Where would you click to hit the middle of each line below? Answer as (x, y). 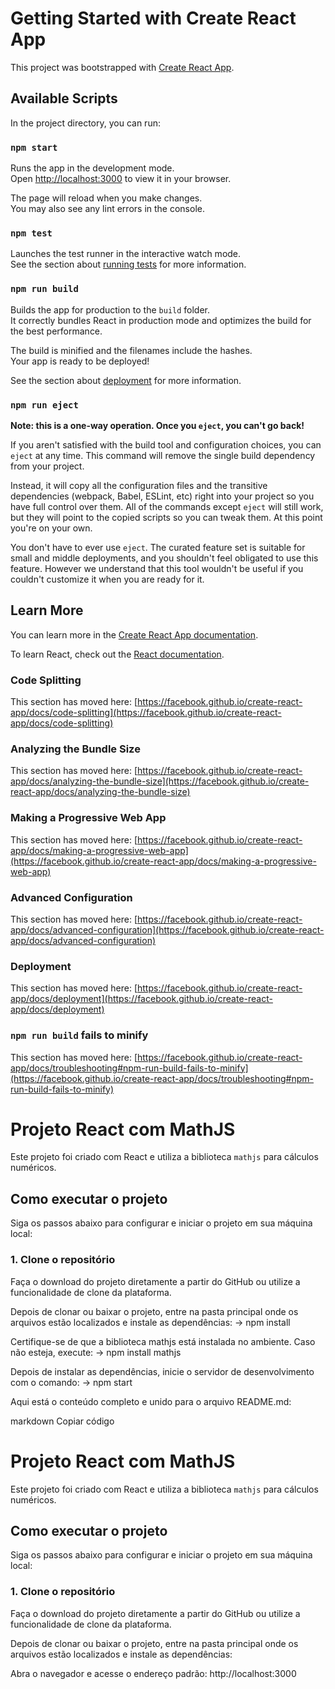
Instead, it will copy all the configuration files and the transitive (139, 485)
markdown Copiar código (62, 1421)
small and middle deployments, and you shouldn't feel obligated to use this (164, 558)
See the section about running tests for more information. (128, 264)
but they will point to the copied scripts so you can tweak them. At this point (166, 517)
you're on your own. (51, 528)
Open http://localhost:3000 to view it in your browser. (121, 179)
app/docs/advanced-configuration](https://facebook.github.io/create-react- (167, 929)
